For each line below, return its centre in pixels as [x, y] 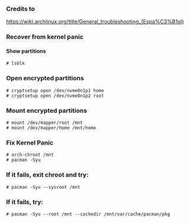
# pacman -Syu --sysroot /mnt [43, 187]
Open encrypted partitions [45, 78]
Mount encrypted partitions [47, 110]
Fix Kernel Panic [30, 142]
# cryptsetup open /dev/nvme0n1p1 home [55, 90]
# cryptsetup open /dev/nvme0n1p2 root [55, 96]
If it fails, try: [25, 202]
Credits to [21, 9]
